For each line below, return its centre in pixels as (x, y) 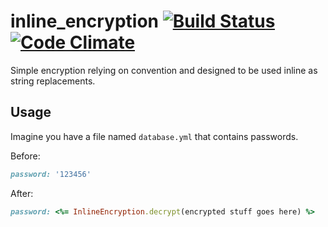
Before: (25, 156)
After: (22, 193)
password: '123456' (51, 174)
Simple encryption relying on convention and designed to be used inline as (164, 70)
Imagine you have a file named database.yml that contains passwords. (154, 136)
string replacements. (53, 81)
